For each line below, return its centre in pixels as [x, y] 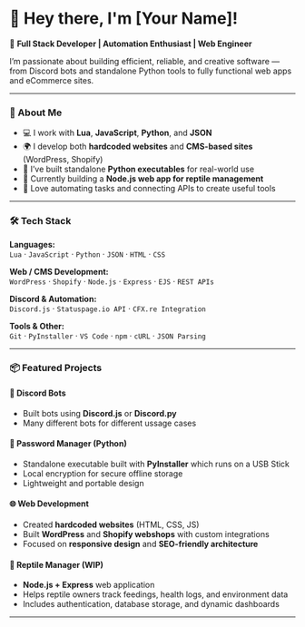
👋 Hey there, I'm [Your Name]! [124, 19]
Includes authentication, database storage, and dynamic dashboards [151, 604]
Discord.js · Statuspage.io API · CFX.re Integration [108, 309]
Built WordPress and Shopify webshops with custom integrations [146, 534]
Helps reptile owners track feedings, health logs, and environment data [155, 594]
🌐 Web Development [49, 504]
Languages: [33, 244]
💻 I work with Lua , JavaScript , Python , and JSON [117, 133]
